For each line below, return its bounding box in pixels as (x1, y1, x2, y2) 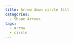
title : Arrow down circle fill (5, 7, 70, 12)
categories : (5, 12, 30, 17)
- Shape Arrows (9, 16, 41, 21)
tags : (5, 21, 16, 26)
